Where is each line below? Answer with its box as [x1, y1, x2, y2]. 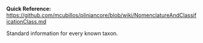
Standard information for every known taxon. [6, 30, 118, 37]
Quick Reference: [6, 5, 52, 12]
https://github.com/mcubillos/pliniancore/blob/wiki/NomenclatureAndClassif [6, 12, 197, 19]
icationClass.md [6, 18, 47, 25]
